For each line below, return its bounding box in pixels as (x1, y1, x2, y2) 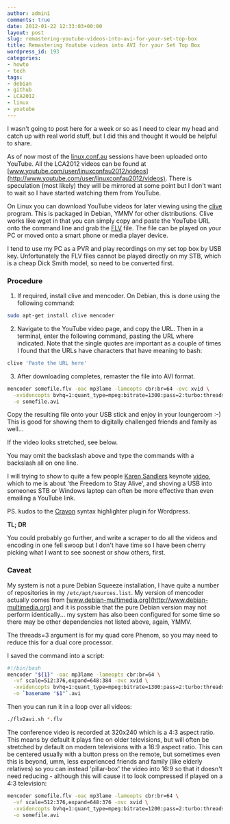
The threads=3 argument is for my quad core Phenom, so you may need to (7, 631, 218, 639)
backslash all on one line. (7, 459, 79, 467)
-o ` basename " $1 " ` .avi (13, 690, 81, 697)
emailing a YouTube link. (7, 494, 76, 502)
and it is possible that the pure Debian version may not (53, 603, 207, 611)
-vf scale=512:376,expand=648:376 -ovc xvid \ (13, 799, 149, 805)
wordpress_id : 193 (7, 49, 60, 56)
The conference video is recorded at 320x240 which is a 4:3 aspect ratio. (7, 728, 216, 736)
